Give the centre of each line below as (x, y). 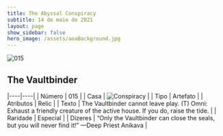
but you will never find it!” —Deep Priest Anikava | (77, 125)
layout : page (26, 26)
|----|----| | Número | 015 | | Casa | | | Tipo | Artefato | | (105, 96)
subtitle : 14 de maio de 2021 (50, 20)
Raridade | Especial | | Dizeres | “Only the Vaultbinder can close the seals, (111, 118)
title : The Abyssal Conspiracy (52, 13)
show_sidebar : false (37, 32)
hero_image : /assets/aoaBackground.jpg (64, 39)
